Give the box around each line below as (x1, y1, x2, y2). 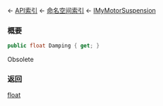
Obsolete (7, 55, 34, 64)
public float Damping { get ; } (7, 42, 100, 50)
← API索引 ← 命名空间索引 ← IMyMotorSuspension (7, 6, 156, 14)
